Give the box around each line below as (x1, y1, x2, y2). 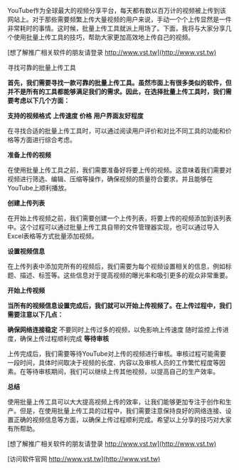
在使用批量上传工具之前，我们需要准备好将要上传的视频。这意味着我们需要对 (7, 166, 232, 174)
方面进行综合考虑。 (19, 136, 76, 144)
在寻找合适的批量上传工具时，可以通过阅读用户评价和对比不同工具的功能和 (7, 127, 225, 135)
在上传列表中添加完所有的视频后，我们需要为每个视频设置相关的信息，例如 (7, 262, 225, 270)
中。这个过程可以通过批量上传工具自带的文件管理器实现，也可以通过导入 (7, 223, 219, 231)
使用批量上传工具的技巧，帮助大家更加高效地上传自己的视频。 (13, 33, 194, 41)
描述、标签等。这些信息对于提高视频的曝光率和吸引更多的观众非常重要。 (19, 271, 232, 280)
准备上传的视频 (7, 150, 51, 159)
